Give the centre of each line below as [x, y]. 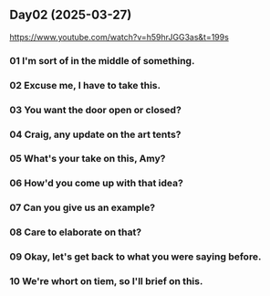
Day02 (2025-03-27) [71, 15]
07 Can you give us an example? [83, 207]
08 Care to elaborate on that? [76, 232]
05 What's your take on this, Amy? [88, 159]
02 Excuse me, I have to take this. [85, 85]
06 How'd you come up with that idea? [97, 184]
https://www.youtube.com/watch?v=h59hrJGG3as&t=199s [119, 37]
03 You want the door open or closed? [96, 110]
